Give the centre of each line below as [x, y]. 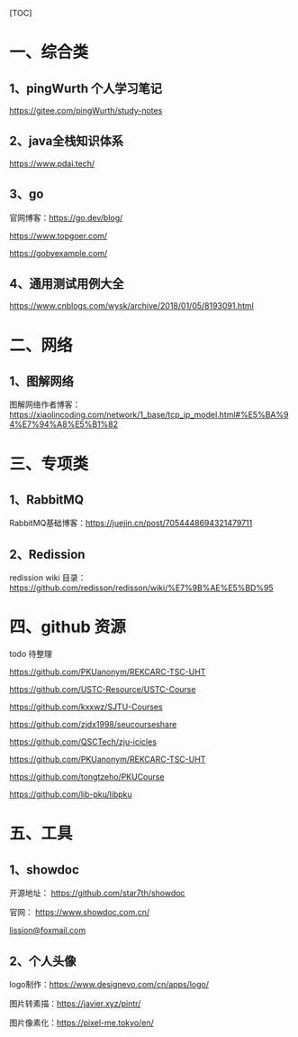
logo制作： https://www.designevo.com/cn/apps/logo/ [109, 984]
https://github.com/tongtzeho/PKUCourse [87, 777]
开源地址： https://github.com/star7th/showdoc [97, 893]
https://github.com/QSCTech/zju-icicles [83, 742]
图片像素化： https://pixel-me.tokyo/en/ [82, 1023]
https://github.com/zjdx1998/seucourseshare [93, 725]
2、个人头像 [43, 961]
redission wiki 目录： [48, 578]
